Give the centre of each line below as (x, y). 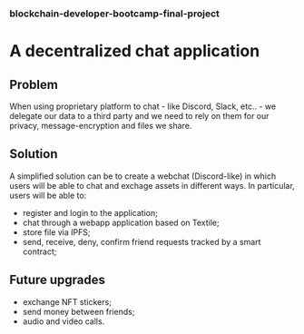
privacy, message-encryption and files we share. (101, 125)
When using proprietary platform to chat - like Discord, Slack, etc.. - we (143, 106)
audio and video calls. (64, 321)
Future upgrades (58, 280)
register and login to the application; (90, 212)
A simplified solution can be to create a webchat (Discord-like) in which (143, 176)
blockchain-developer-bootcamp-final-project (115, 14)
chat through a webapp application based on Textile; (121, 222)
